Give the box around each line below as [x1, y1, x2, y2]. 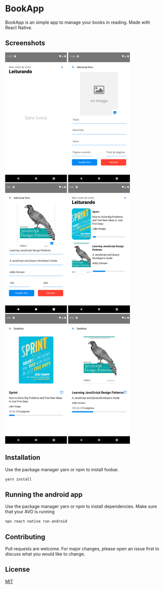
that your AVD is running [5, 509, 55, 515]
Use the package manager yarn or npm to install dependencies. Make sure [5, 503, 157, 509]
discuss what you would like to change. [5, 551, 85, 557]
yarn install [5, 477, 32, 482]
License [5, 565, 30, 574]
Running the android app [5, 490, 83, 498]
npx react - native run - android [5, 519, 68, 524]
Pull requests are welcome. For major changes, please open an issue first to [5, 545, 160, 551]
